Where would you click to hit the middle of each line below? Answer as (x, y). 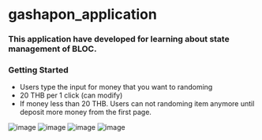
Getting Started (38, 70)
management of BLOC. (52, 49)
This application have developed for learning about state (119, 39)
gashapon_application (83, 15)
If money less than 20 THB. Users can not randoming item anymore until (137, 104)
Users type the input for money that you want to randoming (116, 87)
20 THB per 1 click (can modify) (71, 95)
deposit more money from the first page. (86, 112)
